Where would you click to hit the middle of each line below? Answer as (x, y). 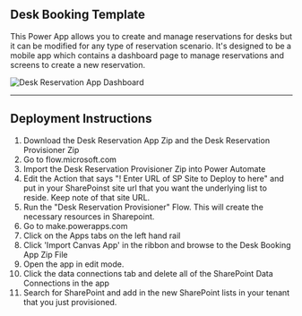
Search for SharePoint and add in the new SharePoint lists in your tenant (156, 292)
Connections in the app (66, 283)
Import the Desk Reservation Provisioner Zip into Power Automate (144, 168)
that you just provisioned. (70, 302)
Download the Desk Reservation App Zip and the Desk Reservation (147, 140)
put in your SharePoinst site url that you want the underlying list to (145, 188)
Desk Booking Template (78, 15)
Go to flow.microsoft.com (70, 159)
